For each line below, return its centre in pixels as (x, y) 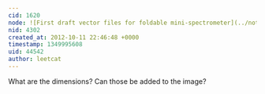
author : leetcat (35, 60)
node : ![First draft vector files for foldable (88, 23)
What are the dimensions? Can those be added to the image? (107, 81)
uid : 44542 (26, 52)
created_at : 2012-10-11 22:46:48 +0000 (74, 37)
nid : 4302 (24, 30)
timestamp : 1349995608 (45, 45)
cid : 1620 (24, 15)
